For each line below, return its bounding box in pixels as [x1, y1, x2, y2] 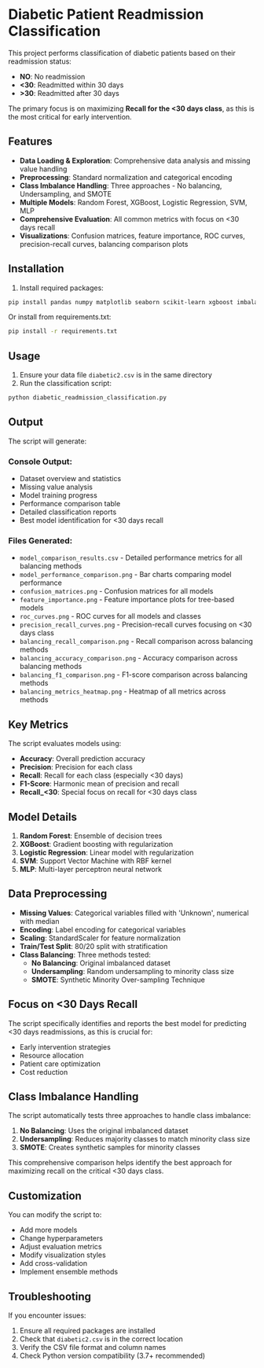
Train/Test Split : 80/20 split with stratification [19, 941, 168, 951]
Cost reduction [19, 1067, 68, 1076]
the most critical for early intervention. [8, 112, 132, 121]
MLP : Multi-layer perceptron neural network [19, 865, 163, 874]
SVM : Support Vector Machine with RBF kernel [19, 856, 171, 866]
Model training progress [19, 491, 98, 500]
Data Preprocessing [8, 887, 108, 901]
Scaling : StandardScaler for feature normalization [19, 933, 181, 943]
